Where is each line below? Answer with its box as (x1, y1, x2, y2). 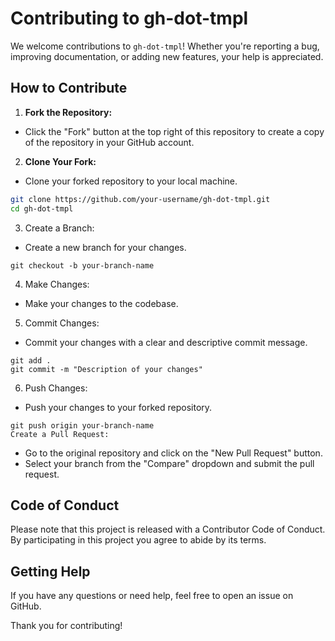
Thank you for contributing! (10, 620, 123, 632)
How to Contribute (10, 80, 128, 97)
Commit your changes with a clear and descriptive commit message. (24, 336, 308, 348)
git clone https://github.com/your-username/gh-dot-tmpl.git (10, 194, 271, 204)
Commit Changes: (24, 317, 100, 329)
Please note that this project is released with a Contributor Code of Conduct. (10, 523, 326, 536)
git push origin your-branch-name (10, 420, 155, 431)
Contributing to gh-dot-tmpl (10, 7, 249, 30)
